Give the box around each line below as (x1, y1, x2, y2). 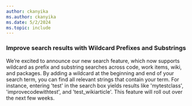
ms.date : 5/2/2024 (6, 19, 51, 25)
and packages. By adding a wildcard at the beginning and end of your (6, 69, 174, 76)
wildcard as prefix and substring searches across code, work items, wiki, (6, 63, 182, 70)
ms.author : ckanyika (6, 14, 57, 20)
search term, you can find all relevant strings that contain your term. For (6, 76, 180, 83)
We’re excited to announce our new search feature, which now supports (6, 57, 180, 64)
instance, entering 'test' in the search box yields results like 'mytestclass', (6, 82, 184, 89)
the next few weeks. (6, 94, 55, 101)
